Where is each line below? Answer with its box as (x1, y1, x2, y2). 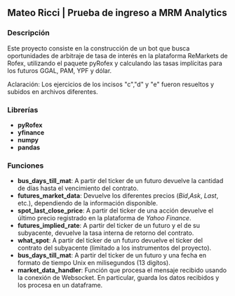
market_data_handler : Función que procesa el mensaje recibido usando (17, 266, 227, 274)
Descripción (7, 28, 51, 38)
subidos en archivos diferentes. (7, 87, 98, 95)
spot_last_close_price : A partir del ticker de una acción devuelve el (17, 206, 214, 215)
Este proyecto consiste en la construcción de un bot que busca (7, 43, 190, 53)
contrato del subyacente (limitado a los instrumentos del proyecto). (17, 243, 212, 253)
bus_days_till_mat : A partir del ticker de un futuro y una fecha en (17, 251, 207, 260)
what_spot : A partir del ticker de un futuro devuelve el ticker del (17, 236, 203, 245)
